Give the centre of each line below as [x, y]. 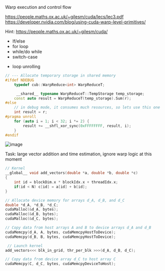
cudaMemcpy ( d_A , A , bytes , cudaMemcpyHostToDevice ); [61, 232]
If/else [19, 41]
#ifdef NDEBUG [20, 80]
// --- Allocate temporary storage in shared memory [61, 76]
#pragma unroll [21, 117]
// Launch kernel [25, 246]
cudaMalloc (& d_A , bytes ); [32, 210]
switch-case [25, 57]
